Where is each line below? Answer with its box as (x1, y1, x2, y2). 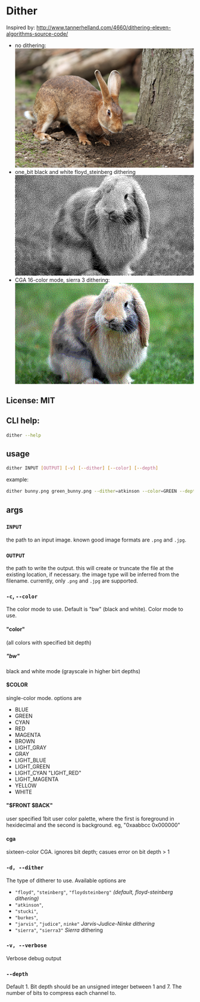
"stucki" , (14, 907, 39, 914)
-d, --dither (6, 864, 44, 871)
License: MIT (6, 395, 55, 406)
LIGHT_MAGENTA (14, 776, 59, 783)
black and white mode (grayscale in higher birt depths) (6, 667, 141, 674)
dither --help (6, 432, 42, 438)
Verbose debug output (6, 954, 61, 961)
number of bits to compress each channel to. (6, 989, 117, 997)
